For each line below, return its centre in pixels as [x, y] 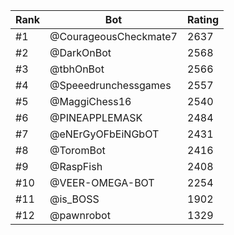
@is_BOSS [74, 199]
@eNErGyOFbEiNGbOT [104, 134]
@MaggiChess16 [90, 101]
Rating [203, 19]
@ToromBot [77, 150]
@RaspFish [76, 166]
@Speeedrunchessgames [110, 85]
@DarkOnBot [80, 52]
